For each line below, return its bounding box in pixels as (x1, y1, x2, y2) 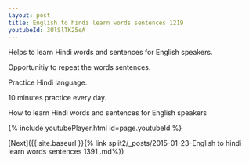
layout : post (8, 11, 51, 20)
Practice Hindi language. (8, 78, 88, 87)
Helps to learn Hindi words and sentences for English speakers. (8, 48, 213, 57)
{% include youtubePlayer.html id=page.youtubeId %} (8, 123, 182, 133)
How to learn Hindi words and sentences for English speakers (8, 108, 207, 118)
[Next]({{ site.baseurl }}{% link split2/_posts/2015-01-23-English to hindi (8, 139, 242, 148)
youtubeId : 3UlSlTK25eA (8, 26, 86, 34)
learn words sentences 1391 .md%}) (8, 147, 125, 157)
